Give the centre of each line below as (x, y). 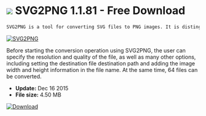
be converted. (24, 76)
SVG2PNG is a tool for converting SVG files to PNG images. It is (93, 27)
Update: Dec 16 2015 (42, 88)
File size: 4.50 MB (38, 95)
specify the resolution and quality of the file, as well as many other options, (101, 57)
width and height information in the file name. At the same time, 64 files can (102, 70)
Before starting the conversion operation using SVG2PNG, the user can (96, 50)
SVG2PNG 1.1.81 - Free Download (100, 11)
